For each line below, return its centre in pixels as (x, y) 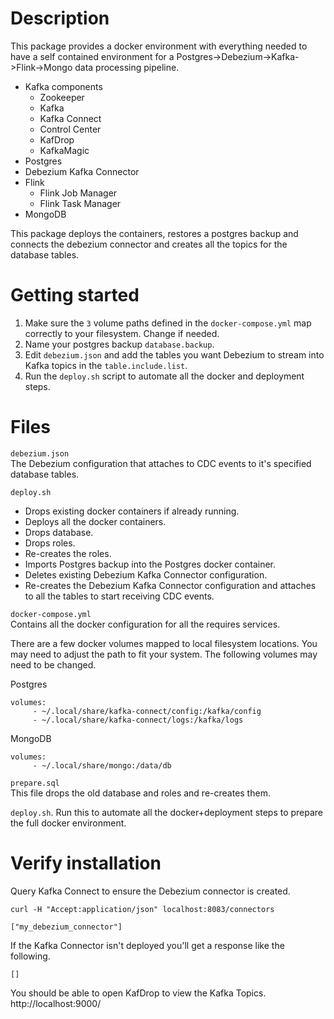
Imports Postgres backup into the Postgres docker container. (150, 564)
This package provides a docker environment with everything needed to (159, 46)
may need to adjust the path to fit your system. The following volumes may (164, 654)
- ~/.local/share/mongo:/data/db (102, 765)
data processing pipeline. (127, 67)
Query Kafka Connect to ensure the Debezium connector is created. (150, 891)
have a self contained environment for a (92, 56)
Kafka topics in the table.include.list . (106, 365)
